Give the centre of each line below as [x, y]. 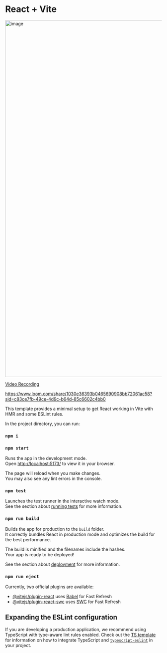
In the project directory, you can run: [42, 424]
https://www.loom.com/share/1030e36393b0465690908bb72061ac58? [79, 394]
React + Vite [31, 9]
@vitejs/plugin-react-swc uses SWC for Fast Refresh [66, 602]
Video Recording [22, 384]
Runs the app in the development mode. [46, 458]
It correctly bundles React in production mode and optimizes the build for [80, 534]
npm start [17, 448]
